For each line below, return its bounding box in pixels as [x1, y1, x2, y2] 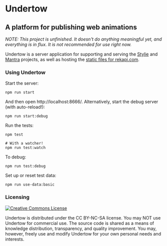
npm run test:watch [5, 145, 46, 150]
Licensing [5, 193, 30, 200]
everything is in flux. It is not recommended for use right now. [5, 41, 132, 47]
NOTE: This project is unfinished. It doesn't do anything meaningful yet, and [5, 36, 162, 42]
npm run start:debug [5, 113, 48, 119]
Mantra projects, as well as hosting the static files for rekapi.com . [5, 56, 140, 62]
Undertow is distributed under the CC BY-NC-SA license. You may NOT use [5, 214, 161, 220]
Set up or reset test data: [5, 172, 56, 178]
